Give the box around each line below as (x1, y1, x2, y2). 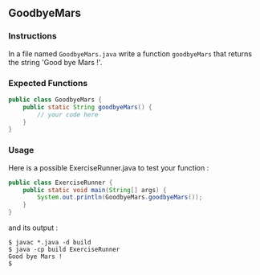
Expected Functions (8, 77, 88, 88)
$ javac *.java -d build (8, 239, 91, 247)
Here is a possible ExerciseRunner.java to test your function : (8, 162, 209, 172)
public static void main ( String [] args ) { (22, 186, 167, 194)
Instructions (8, 31, 58, 42)
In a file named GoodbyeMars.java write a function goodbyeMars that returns (8, 48, 253, 59)
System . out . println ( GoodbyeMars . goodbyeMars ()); (37, 193, 203, 202)
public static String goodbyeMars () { (22, 103, 152, 111)
